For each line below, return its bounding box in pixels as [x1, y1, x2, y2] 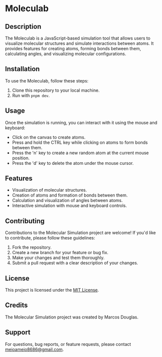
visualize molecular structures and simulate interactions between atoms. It [5, 40, 154, 46]
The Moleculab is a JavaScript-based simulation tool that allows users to [5, 35, 151, 41]
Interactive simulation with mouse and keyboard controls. [12, 203, 127, 209]
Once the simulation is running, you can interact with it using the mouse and [5, 119, 158, 125]
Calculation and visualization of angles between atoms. [12, 198, 123, 203]
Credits [5, 301, 28, 310]
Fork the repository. [12, 244, 52, 250]
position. [12, 155, 30, 161]
